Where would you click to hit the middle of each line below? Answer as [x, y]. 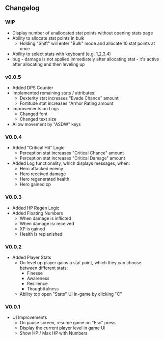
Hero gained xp [35, 185]
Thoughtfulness [43, 289]
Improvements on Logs [35, 108]
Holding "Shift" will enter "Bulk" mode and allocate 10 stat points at [87, 43]
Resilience [37, 283]
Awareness [38, 278]
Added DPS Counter [33, 88]
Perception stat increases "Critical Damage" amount [72, 158]
